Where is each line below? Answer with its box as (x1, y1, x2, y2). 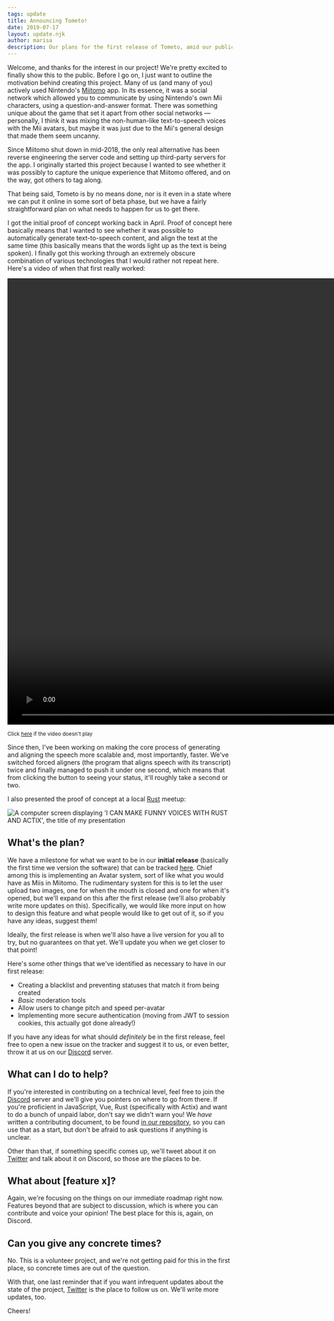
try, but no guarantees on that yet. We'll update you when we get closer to (7, 938, 226, 946)
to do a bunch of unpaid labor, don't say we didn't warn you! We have (7, 1110, 213, 1118)
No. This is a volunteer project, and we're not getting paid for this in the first (7, 1256, 231, 1265)
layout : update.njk (7, 30, 66, 38)
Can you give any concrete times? (7, 1237, 162, 1250)
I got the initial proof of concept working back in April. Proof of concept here (7, 219, 233, 227)
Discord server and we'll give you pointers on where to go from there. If (7, 1095, 218, 1103)
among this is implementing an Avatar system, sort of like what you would (7, 870, 224, 879)
